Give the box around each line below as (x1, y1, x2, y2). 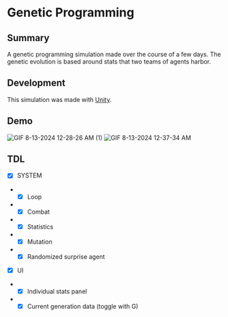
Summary (7, 32, 50, 44)
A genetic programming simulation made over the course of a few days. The (7, 50, 221, 58)
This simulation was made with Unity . (7, 95, 112, 103)
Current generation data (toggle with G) (27, 302, 139, 310)
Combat (27, 207, 50, 216)
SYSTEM (16, 171, 42, 179)
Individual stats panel (27, 287, 87, 295)
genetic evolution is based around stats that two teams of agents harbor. (7, 58, 212, 66)
